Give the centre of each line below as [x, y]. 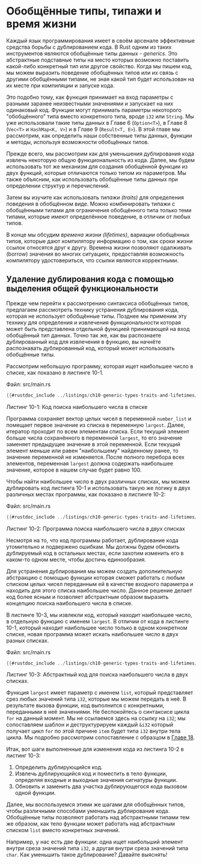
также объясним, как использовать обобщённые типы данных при [92, 179]
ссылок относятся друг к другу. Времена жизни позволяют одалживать [99, 247]
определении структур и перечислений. [58, 186]
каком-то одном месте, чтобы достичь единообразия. [76, 560]
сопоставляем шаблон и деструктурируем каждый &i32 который [90, 725]
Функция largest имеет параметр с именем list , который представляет [100, 693]
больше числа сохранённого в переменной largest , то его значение [94, 438]
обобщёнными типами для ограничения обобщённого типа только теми [99, 210]
